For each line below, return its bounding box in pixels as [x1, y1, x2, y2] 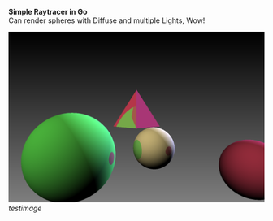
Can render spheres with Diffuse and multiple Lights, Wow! [8, 15, 206, 25]
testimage [8, 203, 42, 213]
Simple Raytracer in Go [8, 7, 88, 16]
